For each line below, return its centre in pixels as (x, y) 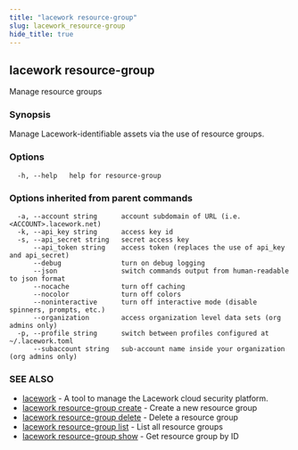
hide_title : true (41, 34)
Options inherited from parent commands (101, 198)
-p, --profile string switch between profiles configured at (143, 334)
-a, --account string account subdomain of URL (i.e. (129, 217)
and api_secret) (39, 256)
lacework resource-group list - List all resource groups (122, 427)
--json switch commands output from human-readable (161, 271)
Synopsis (30, 115)
